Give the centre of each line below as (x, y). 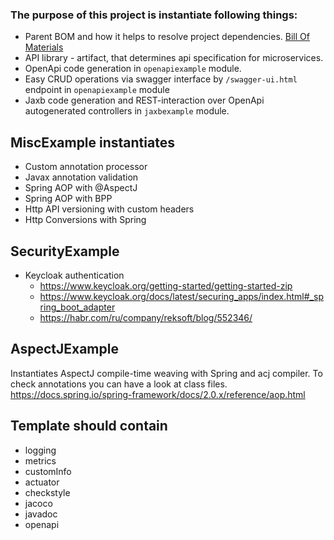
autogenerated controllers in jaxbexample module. (127, 111)
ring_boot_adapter (77, 307)
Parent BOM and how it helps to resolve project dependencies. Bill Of (167, 37)
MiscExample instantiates (92, 142)
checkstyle (47, 492)
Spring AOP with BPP (68, 199)
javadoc (41, 514)
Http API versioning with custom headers (109, 209)
